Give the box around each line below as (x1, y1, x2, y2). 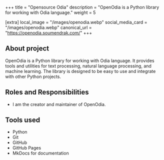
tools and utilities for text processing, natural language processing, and (5, 62, 151, 69)
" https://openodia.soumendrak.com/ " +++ (5, 30, 92, 35)
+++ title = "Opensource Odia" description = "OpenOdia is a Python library (5, 4, 159, 10)
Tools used (5, 116, 40, 124)
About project (5, 44, 49, 53)
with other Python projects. (5, 73, 61, 79)
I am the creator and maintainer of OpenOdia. (12, 101, 106, 107)
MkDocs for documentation (12, 150, 69, 156)
